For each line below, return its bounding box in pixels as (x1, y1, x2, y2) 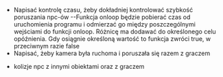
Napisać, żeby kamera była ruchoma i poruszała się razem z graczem (13, 49, 211, 57)
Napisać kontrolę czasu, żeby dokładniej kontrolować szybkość (13, 6, 193, 14)
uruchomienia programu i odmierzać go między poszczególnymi (13, 20, 196, 28)
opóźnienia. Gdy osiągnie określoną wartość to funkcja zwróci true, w (13, 35, 211, 43)
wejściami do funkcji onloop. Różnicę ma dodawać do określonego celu (13, 27, 216, 35)
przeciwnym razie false (13, 42, 80, 50)
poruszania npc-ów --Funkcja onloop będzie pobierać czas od (13, 13, 191, 21)
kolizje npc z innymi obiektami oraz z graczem (13, 63, 145, 70)
